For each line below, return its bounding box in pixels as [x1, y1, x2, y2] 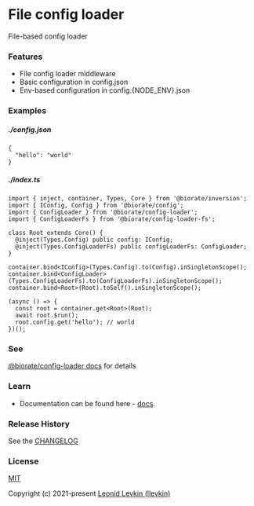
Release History [8, 418, 71, 429]
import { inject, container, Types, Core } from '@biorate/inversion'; [8, 195, 247, 203]
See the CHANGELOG [8, 436, 78, 445]
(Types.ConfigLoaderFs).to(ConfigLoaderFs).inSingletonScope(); [8, 277, 223, 285]
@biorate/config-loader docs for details [8, 361, 136, 371]
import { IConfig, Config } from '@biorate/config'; [8, 202, 184, 210]
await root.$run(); [15, 312, 79, 320]
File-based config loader [8, 31, 88, 41]
